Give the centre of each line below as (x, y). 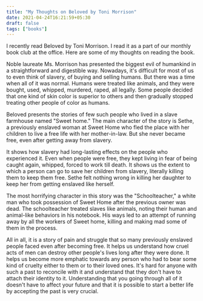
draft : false (23, 23)
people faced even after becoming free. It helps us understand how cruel (98, 246)
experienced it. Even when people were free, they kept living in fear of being (102, 159)
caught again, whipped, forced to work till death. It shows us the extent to (98, 165)
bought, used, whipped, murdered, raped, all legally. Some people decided (99, 90)
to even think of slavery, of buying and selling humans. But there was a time (101, 77)
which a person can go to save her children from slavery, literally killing (95, 171)
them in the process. (32, 228)
